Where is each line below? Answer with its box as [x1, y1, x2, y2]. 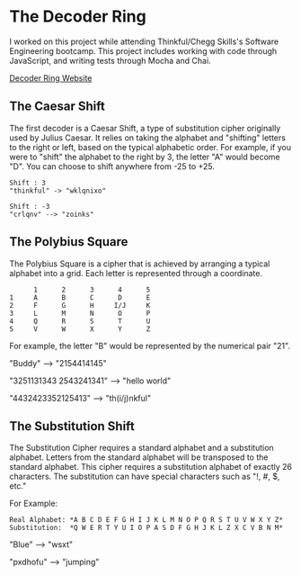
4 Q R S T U [9, 317, 151, 326]
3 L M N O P [9, 309, 151, 318]
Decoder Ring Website [9, 72, 93, 83]
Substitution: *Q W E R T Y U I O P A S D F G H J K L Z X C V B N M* [9, 524, 283, 533]
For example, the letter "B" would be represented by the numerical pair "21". [9, 340, 290, 351]
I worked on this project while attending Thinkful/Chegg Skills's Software [9, 36, 279, 47]
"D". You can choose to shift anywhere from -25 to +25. [9, 160, 216, 172]
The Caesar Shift [9, 99, 106, 114]
